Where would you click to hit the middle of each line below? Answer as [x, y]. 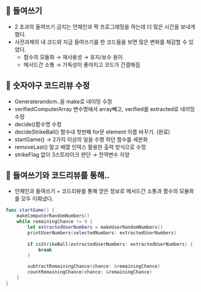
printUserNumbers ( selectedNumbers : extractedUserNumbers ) [102, 233]
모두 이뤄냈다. [37, 199]
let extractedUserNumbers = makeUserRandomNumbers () [95, 227]
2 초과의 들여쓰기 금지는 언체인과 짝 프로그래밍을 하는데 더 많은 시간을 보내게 [105, 27]
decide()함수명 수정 [38, 124]
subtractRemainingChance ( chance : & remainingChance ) [94, 267]
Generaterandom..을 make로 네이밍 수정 [63, 101]
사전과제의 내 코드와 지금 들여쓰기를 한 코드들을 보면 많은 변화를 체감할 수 [101, 42]
